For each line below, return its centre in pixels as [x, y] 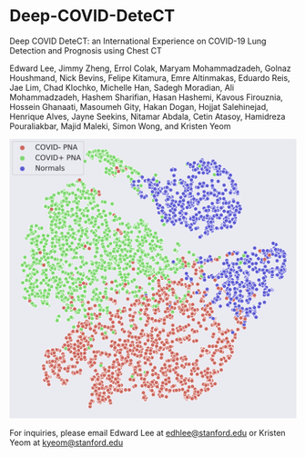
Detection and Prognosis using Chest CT [86, 50]
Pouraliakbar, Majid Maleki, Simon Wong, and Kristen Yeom [120, 126]
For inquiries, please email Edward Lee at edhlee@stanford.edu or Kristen [147, 432]
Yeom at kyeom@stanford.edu [66, 442]
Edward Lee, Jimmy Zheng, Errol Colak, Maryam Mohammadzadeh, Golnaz [150, 68]
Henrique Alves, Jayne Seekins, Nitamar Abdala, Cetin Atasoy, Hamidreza [147, 116]
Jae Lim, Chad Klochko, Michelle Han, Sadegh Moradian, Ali [122, 87]
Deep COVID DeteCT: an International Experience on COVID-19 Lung [138, 41]
